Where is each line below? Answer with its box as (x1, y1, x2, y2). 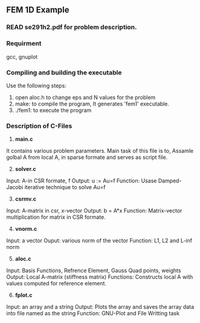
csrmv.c (15, 195, 36, 202)
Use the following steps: (6, 82, 66, 89)
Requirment (6, 39, 42, 48)
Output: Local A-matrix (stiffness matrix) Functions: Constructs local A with (6, 273, 193, 281)
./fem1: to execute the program (15, 106, 92, 114)
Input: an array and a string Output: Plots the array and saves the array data (6, 303, 195, 311)
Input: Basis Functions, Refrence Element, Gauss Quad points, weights (6, 267, 181, 275)
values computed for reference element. (6, 280, 107, 287)
